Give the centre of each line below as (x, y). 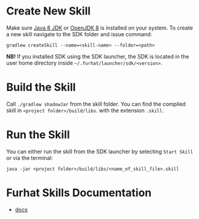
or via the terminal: (30, 157)
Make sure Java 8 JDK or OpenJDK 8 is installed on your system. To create (99, 28)
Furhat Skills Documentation (79, 193)
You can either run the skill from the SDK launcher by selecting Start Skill (100, 151)
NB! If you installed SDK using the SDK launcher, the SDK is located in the (98, 56)
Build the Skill (41, 87)
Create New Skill (49, 11)
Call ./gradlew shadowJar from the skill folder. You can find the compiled (96, 104)
